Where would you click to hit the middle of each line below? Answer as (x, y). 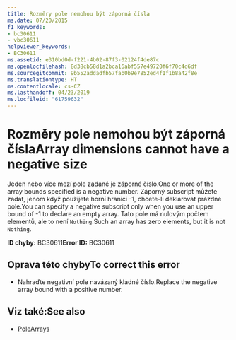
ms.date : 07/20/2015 (38, 20)
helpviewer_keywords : (39, 47)
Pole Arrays (34, 329)
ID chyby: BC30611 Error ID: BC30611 (61, 242)
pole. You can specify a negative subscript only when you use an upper (111, 206)
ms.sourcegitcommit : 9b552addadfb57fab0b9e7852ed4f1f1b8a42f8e (102, 73)
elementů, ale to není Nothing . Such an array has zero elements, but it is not (117, 221)
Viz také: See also (46, 312)
